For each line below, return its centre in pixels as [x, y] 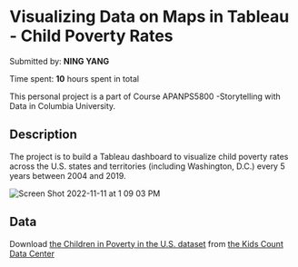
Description [43, 135]
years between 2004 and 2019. [68, 175]
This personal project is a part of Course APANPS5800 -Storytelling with [145, 96]
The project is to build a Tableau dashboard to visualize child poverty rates [149, 156]
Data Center [32, 253]
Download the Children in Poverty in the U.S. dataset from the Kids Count [146, 243]
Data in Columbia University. [63, 105]
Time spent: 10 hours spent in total [74, 78]
